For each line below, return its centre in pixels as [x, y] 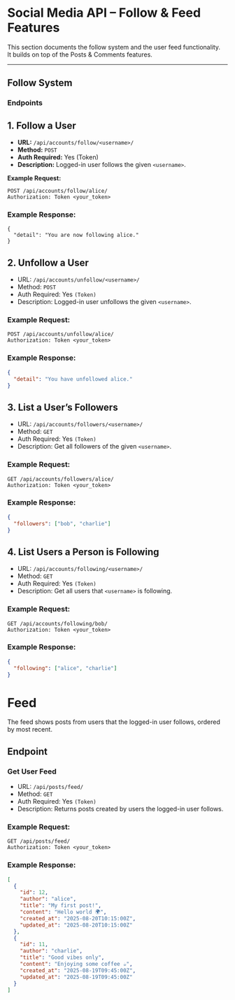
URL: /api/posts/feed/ [50, 787]
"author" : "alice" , [48, 899]
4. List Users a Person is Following [83, 552]
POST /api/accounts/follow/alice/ [58, 191]
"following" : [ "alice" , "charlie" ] [65, 668]
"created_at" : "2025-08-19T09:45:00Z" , [78, 970]
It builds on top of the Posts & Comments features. [80, 55]
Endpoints [25, 103]
